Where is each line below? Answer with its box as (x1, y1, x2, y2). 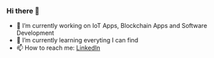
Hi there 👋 (6, 6, 40, 16)
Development (16, 29, 55, 37)
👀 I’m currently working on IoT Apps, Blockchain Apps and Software (16, 22, 208, 30)
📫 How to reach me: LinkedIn (16, 44, 101, 52)
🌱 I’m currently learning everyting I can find (16, 36, 139, 44)
